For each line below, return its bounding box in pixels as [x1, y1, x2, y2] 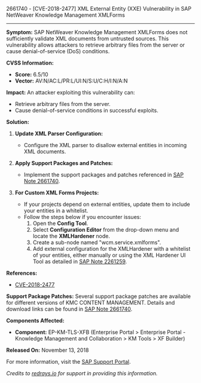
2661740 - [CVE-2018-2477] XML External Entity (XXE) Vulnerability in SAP [6, 5, 191, 12]
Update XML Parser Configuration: [14, 130, 103, 137]
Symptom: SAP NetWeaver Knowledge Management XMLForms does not [6, 29, 188, 35]
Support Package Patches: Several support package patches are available [6, 293, 191, 300]
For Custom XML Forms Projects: [14, 189, 99, 196]
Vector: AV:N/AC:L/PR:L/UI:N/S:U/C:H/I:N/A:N [14, 77, 128, 84]
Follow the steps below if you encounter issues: [23, 214, 142, 220]
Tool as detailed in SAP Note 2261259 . [32, 258, 127, 265]
